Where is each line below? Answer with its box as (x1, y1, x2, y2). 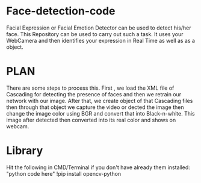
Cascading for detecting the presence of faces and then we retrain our (6, 90, 182, 98)
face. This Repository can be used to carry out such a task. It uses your (6, 30, 184, 37)
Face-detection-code (6, 4, 116, 18)
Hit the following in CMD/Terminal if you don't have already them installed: (6, 164, 191, 171)
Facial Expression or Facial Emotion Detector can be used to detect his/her (6, 24, 191, 31)
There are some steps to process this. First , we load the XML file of (6, 84, 175, 91)
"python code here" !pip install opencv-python (6, 170, 122, 177)
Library (6, 144, 43, 158)
